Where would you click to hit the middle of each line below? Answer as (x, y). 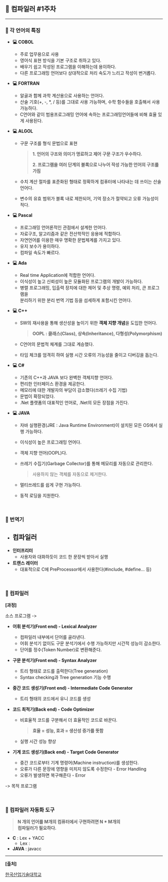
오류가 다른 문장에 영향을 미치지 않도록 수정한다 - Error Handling (83, 769)
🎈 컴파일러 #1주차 (31, 9)
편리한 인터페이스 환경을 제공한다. (53, 384)
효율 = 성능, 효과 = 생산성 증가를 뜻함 (68, 731)
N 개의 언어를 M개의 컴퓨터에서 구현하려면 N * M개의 (69, 822)
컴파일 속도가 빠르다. (40, 253)
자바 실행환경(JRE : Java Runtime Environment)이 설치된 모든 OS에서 (88, 425)
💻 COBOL (23, 42)
